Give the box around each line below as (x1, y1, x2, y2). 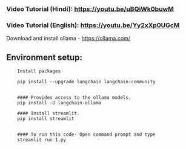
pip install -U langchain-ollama (17, 100, 102, 106)
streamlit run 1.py (17, 137, 67, 143)
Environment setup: (6, 52, 83, 62)
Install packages (17, 68, 61, 74)
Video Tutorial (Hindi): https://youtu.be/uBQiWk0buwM (6, 5, 174, 13)
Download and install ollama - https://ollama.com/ (6, 35, 131, 42)
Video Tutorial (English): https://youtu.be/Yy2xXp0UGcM (6, 21, 180, 29)
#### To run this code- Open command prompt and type (17, 132, 156, 138)
